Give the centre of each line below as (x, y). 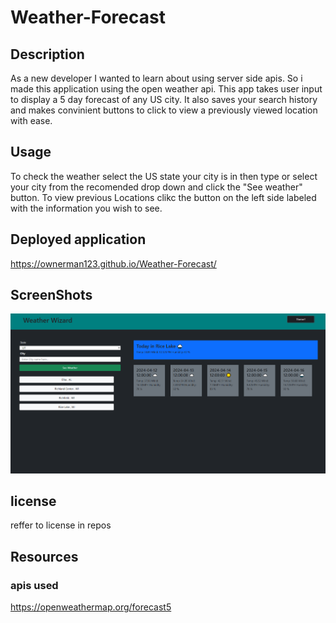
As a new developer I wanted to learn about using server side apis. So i (156, 78)
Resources (44, 556)
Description (47, 54)
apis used (34, 585)
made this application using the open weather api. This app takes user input (166, 89)
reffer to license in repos (61, 525)
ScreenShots (51, 295)
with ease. (31, 120)
